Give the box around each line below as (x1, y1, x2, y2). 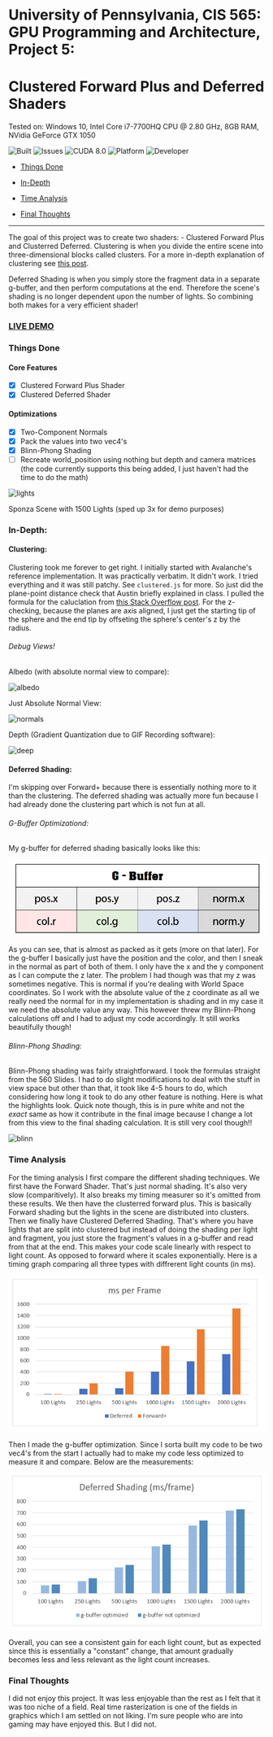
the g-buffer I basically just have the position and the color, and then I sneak (8, 954, 264, 963)
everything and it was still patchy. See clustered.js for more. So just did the (8, 579, 264, 589)
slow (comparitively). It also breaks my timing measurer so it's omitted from (8, 1189, 262, 1199)
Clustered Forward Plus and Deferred (8, 77, 265, 96)
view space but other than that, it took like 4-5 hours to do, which (8, 1084, 227, 1093)
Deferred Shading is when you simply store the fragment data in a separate (8, 274, 260, 284)
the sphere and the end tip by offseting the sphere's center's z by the (8, 614, 241, 624)
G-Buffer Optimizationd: (8, 818, 89, 827)
